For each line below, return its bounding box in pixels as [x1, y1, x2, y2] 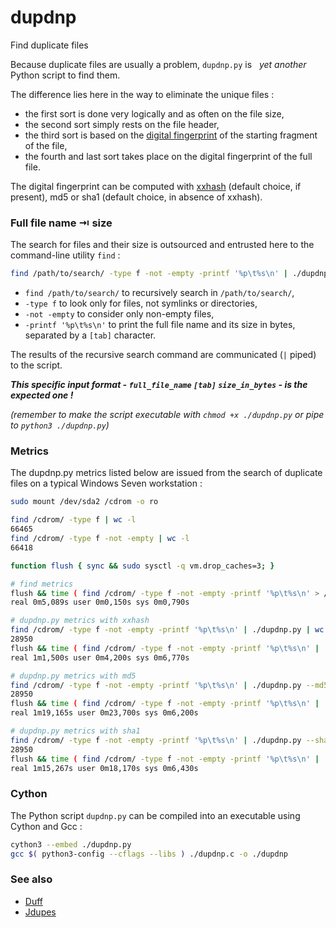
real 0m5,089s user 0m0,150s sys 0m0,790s [10, 597, 190, 608]
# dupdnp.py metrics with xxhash [10, 616, 150, 626]
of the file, [24, 139, 68, 151]
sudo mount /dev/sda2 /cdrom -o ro [10, 497, 159, 507]
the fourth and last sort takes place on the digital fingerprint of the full [24, 150, 313, 162]
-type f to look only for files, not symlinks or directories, [24, 297, 258, 310]
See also [10, 872, 53, 886]
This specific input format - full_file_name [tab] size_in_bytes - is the [10, 379, 308, 391]
